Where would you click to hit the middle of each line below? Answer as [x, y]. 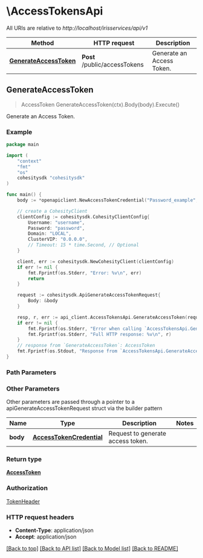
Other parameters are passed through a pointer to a [70, 402]
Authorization [27, 488]
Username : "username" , [56, 223]
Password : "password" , [56, 228]
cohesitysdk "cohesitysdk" [51, 178]
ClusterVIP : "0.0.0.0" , [58, 240]
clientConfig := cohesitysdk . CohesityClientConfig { [83, 217]
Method [43, 42]
